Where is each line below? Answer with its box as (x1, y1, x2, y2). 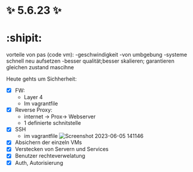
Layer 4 (23, 94, 43, 101)
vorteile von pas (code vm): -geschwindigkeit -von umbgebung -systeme (6, 51, 188, 59)
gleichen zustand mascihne (6, 64, 74, 71)
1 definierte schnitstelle (23, 119, 82, 127)
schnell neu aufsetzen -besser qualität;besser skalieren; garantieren (6, 57, 175, 64)
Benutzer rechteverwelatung (14, 152, 86, 159)
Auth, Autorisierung (14, 159, 64, 166)
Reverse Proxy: (14, 106, 53, 113)
